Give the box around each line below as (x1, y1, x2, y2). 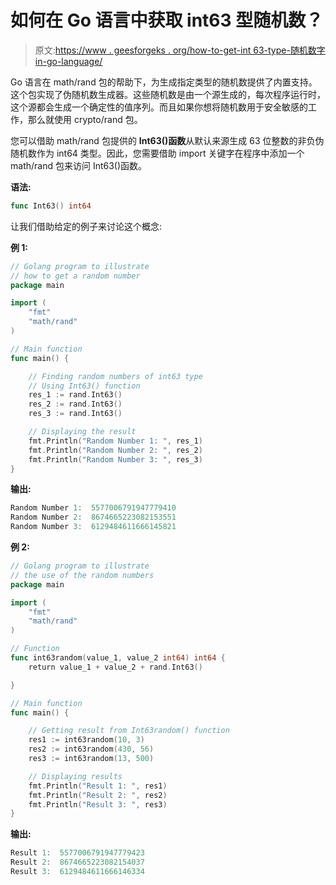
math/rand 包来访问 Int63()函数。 (10, 159, 148, 171)
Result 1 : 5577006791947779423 (10, 848, 145, 858)
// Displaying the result (28, 427, 137, 437)
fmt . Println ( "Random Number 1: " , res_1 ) (28, 436, 203, 446)
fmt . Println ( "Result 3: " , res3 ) (28, 799, 168, 810)
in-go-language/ (34, 55, 103, 67)
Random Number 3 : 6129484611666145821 (10, 522, 177, 532)
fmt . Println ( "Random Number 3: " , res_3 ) (28, 454, 203, 465)
